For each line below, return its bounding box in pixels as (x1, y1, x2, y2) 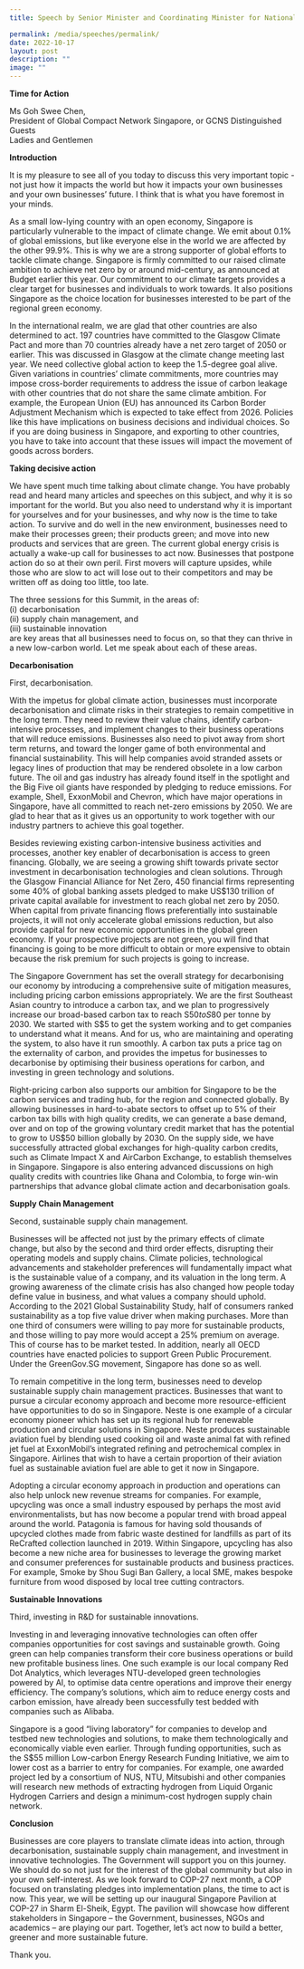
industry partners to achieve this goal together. (9, 821, 185, 831)
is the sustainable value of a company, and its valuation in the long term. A (9, 1272, 287, 1282)
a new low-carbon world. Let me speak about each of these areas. (9, 642, 258, 653)
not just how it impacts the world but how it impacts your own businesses (9, 179, 283, 190)
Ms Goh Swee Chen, (9, 106, 86, 116)
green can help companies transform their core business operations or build (9, 1648, 294, 1658)
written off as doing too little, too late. (9, 577, 149, 587)
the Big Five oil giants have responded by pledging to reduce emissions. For (9, 782, 292, 792)
